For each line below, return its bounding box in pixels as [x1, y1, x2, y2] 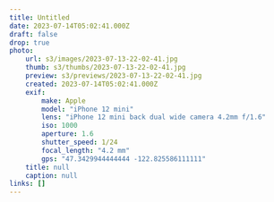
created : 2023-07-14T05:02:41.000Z [25, 80, 158, 88]
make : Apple [41, 96, 87, 105]
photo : [9, 46, 34, 55]
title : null [25, 163, 70, 172]
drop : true [9, 38, 50, 47]
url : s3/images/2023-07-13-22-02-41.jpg [25, 55, 178, 63]
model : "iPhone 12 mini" [41, 105, 134, 114]
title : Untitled [9, 13, 70, 22]
